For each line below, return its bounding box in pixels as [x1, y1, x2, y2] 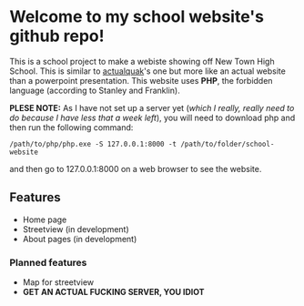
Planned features [9, 256, 87, 269]
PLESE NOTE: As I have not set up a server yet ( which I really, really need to [9, 102, 295, 113]
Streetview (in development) [22, 223, 129, 234]
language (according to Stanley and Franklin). [9, 85, 180, 96]
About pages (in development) [22, 233, 137, 244]
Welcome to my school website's [9, 6, 265, 27]
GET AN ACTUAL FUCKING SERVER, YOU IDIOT [22, 287, 205, 298]
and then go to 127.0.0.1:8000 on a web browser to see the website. [9, 163, 262, 174]
